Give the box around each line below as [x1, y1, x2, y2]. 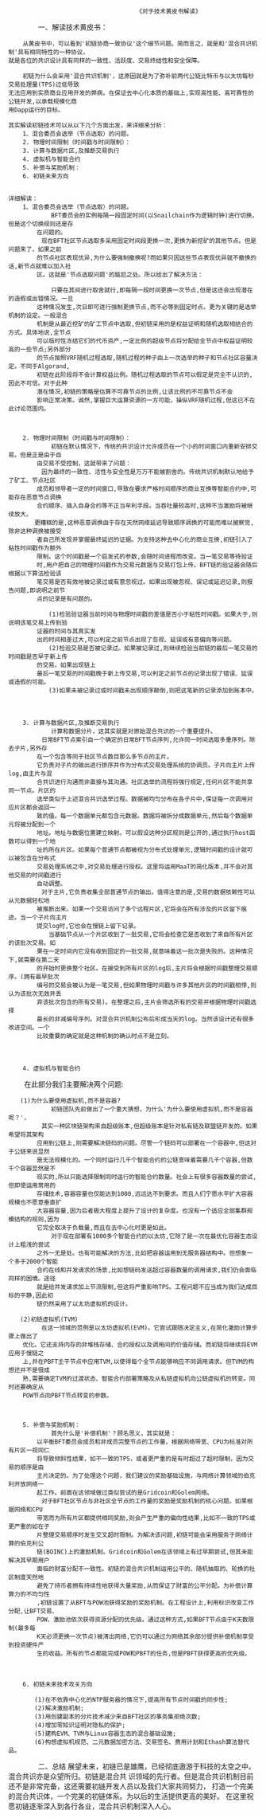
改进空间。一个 [8, 1024, 50, 1032]
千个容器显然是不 [8, 1165, 56, 1173]
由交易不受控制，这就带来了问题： [37, 460, 132, 468]
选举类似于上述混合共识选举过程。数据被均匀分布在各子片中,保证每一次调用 [37, 795, 248, 803]
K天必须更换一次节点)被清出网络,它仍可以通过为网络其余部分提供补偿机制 [37, 1632, 243, 1640]
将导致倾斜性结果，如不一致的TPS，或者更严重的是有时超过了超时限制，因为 [37, 1455, 249, 1463]
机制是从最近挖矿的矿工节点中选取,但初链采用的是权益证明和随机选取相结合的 [37, 320, 253, 328]
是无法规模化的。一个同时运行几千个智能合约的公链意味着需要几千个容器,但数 [37, 1156, 253, 1164]
